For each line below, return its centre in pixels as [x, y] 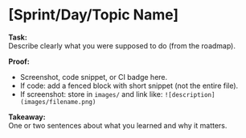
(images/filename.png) [58, 102]
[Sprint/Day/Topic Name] [94, 15]
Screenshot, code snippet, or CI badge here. [94, 77]
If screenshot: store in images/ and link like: [91, 94]
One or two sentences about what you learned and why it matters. [118, 125]
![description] [190, 94]
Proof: [19, 61]
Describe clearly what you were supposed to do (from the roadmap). [122, 45]
